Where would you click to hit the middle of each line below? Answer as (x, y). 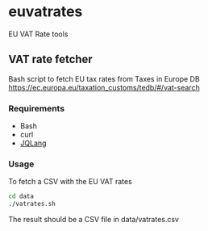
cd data (21, 196)
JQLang (33, 143)
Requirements (37, 108)
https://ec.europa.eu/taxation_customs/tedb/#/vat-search (104, 87)
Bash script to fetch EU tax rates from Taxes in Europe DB (104, 78)
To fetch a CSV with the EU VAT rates (71, 182)
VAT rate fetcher (50, 59)
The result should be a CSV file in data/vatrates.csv (94, 220)
